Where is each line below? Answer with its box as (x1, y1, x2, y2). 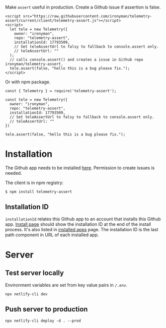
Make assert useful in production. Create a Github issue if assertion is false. (5, 4, 161, 10)
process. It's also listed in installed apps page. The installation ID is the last (5, 226, 159, 232)
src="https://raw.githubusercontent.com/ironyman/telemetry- (23, 14, 153, 19)
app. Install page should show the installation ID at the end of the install (5, 221, 151, 227)
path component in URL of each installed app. (5, 232, 99, 238)
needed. (5, 170, 22, 176)
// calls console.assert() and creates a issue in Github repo (9, 57, 143, 62)
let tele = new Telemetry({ (9, 27, 68, 32)
